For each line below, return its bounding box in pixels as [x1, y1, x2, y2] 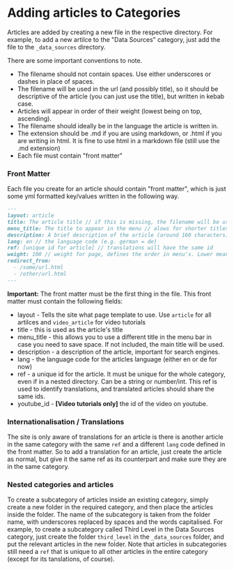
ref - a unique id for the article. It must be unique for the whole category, [17, 370, 226, 378]
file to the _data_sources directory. [7, 43, 106, 51]
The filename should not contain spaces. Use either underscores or [17, 70, 211, 78]
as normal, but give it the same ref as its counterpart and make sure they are [7, 455, 227, 463]
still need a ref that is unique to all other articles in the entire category [7, 548, 208, 556]
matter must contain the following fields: [7, 297, 123, 305]
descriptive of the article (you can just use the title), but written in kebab [17, 92, 225, 100]
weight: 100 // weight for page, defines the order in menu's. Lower [7, 251, 214, 258]
